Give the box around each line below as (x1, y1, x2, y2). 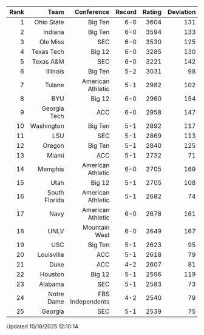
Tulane (44, 81, 65, 89)
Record (115, 8, 137, 16)
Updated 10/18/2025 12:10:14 (6, 323, 79, 330)
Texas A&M (32, 58, 65, 65)
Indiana (43, 28, 65, 36)
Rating (142, 8, 162, 16)
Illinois (46, 67, 65, 75)
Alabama (39, 280, 65, 288)
